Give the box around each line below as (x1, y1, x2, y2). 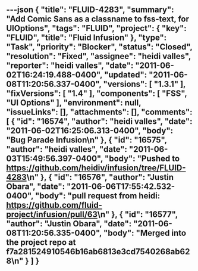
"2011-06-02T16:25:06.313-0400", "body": (6, 126, 174, 136)
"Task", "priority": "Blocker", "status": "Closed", (6, 42, 193, 52)
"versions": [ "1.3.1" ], (103, 79, 186, 89)
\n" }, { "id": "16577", (97, 210, 178, 220)
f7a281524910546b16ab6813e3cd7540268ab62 (6, 247, 190, 257)
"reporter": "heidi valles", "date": (6, 61, 134, 71)
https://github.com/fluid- (6, 200, 103, 210)
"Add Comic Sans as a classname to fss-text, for (6, 14, 189, 24)
